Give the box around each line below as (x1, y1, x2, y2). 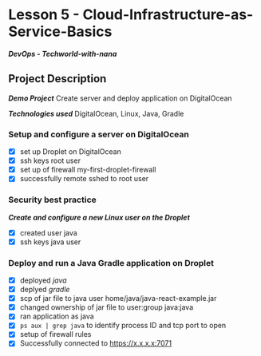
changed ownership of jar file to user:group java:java (19, 303, 194, 312)
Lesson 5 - (8, 6, 80, 24)
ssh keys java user (19, 237, 81, 247)
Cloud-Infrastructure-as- (82, 6, 254, 24)
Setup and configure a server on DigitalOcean (8, 129, 189, 140)
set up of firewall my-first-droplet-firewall (19, 165, 156, 175)
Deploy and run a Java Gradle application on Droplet (8, 257, 214, 268)
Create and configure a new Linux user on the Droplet (8, 212, 190, 222)
